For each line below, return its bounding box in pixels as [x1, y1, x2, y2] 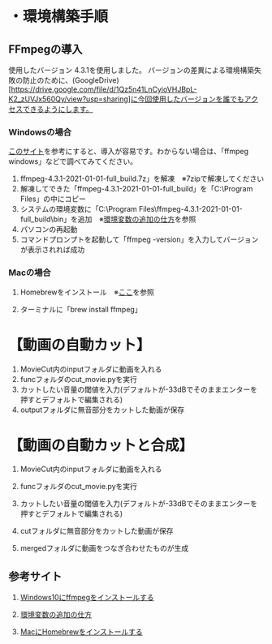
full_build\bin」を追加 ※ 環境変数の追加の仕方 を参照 [19, 214, 196, 224]
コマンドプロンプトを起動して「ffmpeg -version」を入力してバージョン [19, 234, 259, 244]
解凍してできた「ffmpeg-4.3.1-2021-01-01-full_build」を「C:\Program [19, 184, 253, 194]
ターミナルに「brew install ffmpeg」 [19, 304, 142, 314]
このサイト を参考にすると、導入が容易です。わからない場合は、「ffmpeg [8, 147, 249, 157]
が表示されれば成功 [19, 245, 85, 255]
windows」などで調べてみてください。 [8, 157, 138, 166]
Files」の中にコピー [19, 194, 87, 204]
